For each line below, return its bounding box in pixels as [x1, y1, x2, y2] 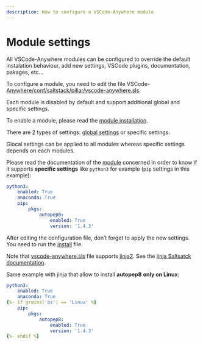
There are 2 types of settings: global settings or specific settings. [6, 129, 171, 136]
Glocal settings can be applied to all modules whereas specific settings [6, 140, 185, 148]
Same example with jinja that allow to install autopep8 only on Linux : [6, 271, 180, 278]
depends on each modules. [6, 147, 75, 154]
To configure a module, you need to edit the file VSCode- [6, 80, 151, 87]
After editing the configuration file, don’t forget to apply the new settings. [6, 234, 190, 241]
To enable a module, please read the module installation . [6, 116, 148, 124]
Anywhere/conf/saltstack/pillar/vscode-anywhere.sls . [6, 87, 141, 94]
